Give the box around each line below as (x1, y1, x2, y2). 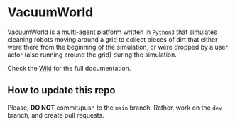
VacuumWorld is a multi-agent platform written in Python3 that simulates (7, 28, 218, 36)
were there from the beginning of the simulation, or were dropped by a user (7, 42, 229, 51)
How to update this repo (7, 84, 116, 96)
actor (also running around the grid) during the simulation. (7, 50, 177, 59)
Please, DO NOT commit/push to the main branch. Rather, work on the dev (7, 103, 222, 112)
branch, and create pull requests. (7, 110, 104, 119)
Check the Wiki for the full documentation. (7, 64, 131, 72)
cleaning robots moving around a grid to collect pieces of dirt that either (7, 35, 218, 43)
